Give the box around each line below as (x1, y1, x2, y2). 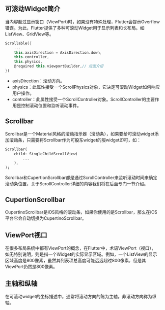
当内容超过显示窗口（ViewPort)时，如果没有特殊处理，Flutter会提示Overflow (5, 19, 160, 25)
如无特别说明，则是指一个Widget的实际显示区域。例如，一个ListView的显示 (5, 251, 157, 257)
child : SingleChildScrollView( (14, 151, 78, 156)
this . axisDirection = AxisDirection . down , (14, 50, 102, 55)
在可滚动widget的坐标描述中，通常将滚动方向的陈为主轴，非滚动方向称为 (5, 293, 152, 299)
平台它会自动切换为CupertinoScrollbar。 (5, 215, 87, 221)
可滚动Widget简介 (5, 4, 60, 13)
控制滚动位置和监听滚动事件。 (21, 103, 82, 108)
